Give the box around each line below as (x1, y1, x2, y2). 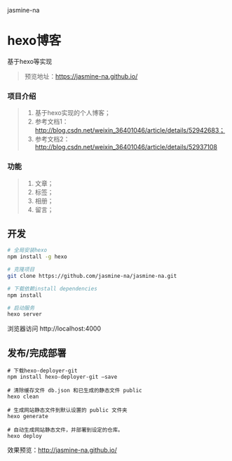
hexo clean (7, 393, 39, 401)
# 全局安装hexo (7, 247, 48, 254)
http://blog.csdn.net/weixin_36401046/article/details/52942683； (34, 126, 226, 135)
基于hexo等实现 (7, 57, 53, 65)
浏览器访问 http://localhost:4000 (7, 324, 102, 333)
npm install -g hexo (7, 253, 68, 260)
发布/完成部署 (7, 347, 67, 359)
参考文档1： (34, 117, 69, 126)
